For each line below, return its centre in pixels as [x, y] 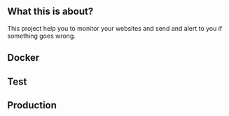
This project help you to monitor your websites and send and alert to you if [115, 28]
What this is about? [50, 12]
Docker [23, 58]
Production [32, 105]
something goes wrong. [41, 36]
